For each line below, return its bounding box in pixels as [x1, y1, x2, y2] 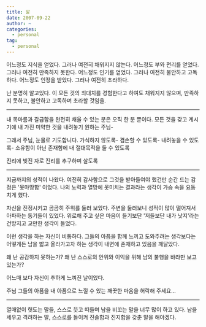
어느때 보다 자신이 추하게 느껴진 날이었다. [6, 274, 105, 281]
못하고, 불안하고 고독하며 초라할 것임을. [12, 96, 106, 104]
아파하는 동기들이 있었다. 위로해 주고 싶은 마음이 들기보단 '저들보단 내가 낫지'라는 [6, 212, 199, 219]
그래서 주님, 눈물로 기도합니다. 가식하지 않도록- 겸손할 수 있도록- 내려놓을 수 [6, 136, 188, 144]
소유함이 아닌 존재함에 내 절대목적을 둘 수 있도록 [15, 144, 130, 151]
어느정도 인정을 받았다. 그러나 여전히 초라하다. [19, 76, 129, 83]
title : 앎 [6, 9, 31, 15]
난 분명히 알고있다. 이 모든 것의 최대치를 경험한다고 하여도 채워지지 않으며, [6, 89, 183, 96]
